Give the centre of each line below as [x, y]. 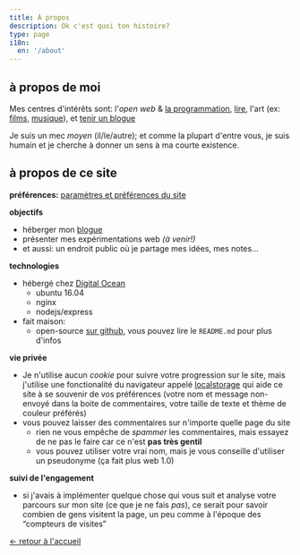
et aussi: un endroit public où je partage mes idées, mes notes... [140, 248]
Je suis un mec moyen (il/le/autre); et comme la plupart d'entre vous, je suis [150, 135]
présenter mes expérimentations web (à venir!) [109, 239]
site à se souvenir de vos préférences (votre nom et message [135, 394]
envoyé [36, 403]
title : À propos [39, 17]
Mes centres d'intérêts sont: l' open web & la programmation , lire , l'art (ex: [145, 108]
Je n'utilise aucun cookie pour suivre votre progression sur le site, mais [154, 375]
